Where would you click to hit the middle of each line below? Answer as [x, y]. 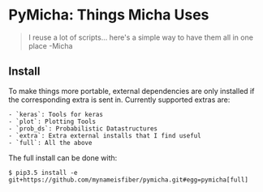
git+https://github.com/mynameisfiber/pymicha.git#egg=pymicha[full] [129, 180]
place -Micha [50, 45]
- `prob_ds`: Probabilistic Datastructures [83, 128]
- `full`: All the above [50, 143]
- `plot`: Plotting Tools [52, 122]
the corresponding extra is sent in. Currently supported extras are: [119, 100]
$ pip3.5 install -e [43, 173]
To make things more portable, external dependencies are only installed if [131, 91]
